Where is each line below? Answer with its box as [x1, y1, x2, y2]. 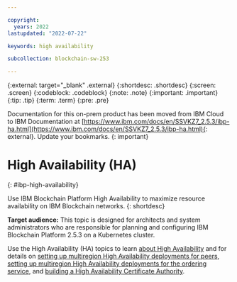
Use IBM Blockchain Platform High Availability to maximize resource [7, 194, 206, 203]
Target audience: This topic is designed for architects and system [7, 215, 201, 224]
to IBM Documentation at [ [7, 118, 84, 126]
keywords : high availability [7, 43, 94, 50]
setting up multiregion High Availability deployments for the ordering [7, 259, 207, 268]
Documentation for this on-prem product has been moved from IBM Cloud [7, 110, 224, 118]
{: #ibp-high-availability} [7, 181, 79, 189]
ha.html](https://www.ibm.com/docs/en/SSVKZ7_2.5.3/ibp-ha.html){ [7, 125, 206, 133]
